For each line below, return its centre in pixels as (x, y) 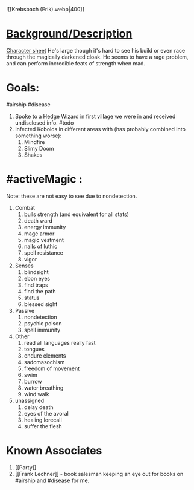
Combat (25, 207)
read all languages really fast (60, 342)
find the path (40, 291)
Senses (24, 266)
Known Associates (54, 451)
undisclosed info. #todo (44, 122)
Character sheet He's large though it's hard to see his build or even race (96, 50)
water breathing (44, 388)
